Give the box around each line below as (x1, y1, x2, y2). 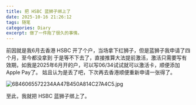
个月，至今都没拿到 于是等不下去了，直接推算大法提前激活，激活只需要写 (6, 54, 182, 61)
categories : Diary (6, 24, 51, 31)
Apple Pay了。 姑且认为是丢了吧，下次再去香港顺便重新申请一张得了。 (6, 69, 176, 76)
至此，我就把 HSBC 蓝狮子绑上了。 (6, 93, 90, 100)
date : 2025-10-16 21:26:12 (6, 14, 72, 20)
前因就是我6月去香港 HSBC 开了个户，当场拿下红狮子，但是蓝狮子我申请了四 (6, 47, 191, 54)
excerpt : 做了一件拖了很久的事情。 (6, 30, 82, 36)
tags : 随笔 (6, 19, 31, 25)
